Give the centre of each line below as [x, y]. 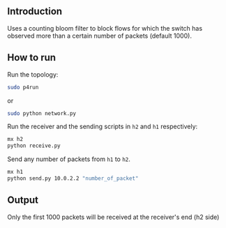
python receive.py [34, 146]
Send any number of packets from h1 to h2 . [69, 159]
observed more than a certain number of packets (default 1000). [99, 36]
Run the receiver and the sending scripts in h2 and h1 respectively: [103, 127]
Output [23, 200]
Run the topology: [33, 74]
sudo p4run [23, 87]
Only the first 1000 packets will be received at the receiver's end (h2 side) [113, 217]
